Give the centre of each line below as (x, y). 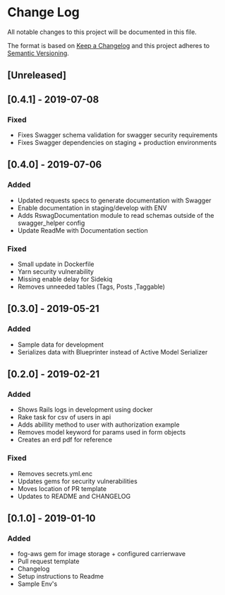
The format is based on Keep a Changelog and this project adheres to (109, 45)
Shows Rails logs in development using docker (85, 410)
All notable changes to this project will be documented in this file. (102, 32)
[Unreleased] (37, 75)
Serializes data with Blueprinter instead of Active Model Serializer (112, 352)
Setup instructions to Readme (61, 577)
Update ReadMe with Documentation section (83, 230)
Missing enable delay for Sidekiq (65, 279)
